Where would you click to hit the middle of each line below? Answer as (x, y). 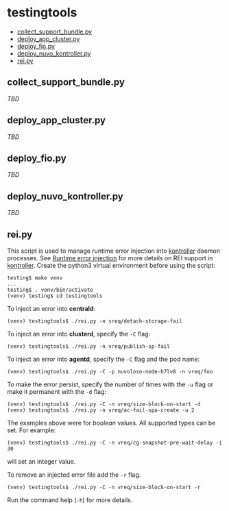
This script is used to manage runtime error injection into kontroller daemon (114, 251)
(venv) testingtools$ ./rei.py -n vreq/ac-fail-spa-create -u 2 (101, 410)
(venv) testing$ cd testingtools (55, 296)
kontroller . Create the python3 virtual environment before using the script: (111, 265)
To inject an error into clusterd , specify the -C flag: (79, 334)
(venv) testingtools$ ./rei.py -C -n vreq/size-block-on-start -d (104, 404)
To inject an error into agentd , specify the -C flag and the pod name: (104, 359)
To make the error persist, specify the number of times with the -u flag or (110, 384)
